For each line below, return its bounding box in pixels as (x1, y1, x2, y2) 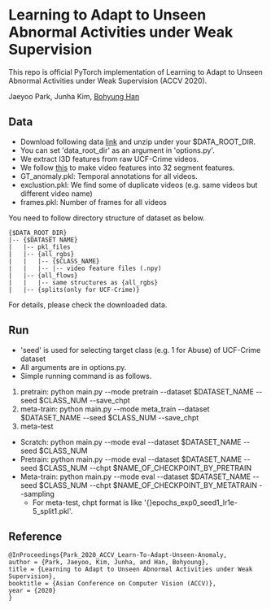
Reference (8, 529, 63, 543)
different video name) (20, 189, 94, 198)
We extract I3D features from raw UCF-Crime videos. (20, 154, 199, 163)
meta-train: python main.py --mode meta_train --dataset (20, 404, 210, 414)
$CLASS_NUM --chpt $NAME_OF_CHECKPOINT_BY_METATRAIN (39, 480, 258, 489)
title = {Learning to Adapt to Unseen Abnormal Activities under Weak (8, 565, 253, 574)
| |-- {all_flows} (8, 271, 79, 280)
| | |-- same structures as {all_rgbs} (8, 278, 159, 286)
